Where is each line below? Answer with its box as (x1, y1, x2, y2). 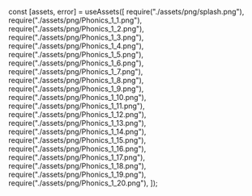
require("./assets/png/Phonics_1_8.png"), (8, 76, 144, 85)
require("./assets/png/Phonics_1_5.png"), (8, 50, 144, 59)
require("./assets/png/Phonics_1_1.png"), (8, 15, 143, 25)
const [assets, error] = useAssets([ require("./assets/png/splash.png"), (8, 7, 245, 16)
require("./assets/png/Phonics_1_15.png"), (8, 136, 147, 144)
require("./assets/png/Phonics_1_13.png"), (8, 119, 147, 127)
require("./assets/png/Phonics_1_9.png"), (8, 84, 144, 94)
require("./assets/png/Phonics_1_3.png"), (8, 32, 144, 42)
